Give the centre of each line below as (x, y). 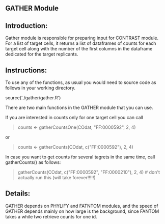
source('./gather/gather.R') (33, 98)
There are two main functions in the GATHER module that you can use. (79, 108)
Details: (18, 194)
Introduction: (26, 26)
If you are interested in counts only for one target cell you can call (74, 118)
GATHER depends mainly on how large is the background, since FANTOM (82, 211)
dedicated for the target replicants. (42, 54)
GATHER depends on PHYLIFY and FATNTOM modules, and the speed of (82, 206)
